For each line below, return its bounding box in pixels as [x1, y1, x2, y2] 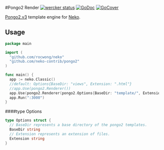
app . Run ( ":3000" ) [9, 95, 45, 100]
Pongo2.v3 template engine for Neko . [5, 14, 81, 20]
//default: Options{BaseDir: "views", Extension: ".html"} [9, 81, 132, 86]
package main [5, 41, 32, 46]
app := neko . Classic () [9, 77, 56, 82]
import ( [5, 50, 23, 55]
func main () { [5, 72, 34, 78]
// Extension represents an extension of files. [9, 131, 110, 136]
